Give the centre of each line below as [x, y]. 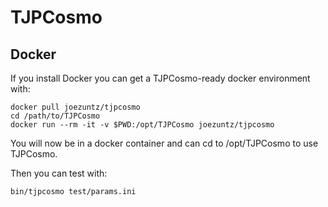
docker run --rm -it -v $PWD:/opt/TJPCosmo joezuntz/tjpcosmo [142, 125]
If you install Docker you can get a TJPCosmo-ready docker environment [160, 78]
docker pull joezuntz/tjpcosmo [75, 107]
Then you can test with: [59, 173]
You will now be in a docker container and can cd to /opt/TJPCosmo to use [164, 143]
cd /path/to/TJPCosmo [55, 116]
